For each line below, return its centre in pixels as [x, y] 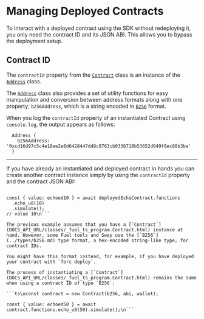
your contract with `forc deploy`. [51, 262]
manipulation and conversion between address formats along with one [94, 99]
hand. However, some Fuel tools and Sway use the [70, 235]
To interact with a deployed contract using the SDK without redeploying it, [99, 28]
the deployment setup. [34, 41]
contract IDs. [24, 246]
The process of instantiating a [47, 272]
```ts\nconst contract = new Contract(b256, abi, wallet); [83, 293]
